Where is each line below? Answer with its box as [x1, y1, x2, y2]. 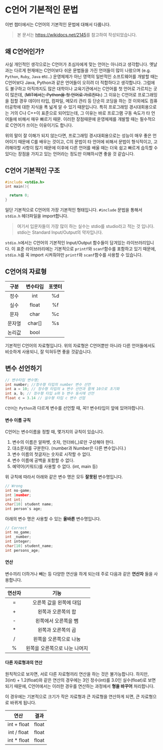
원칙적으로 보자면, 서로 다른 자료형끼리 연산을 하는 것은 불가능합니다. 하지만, [5, 671, 149, 677]
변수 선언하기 [5, 364, 42, 373]
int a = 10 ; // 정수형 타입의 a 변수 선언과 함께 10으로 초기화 [5, 387, 120, 392]
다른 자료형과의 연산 [5, 659, 43, 665]
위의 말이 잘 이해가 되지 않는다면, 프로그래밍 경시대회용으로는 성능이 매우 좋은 [5, 132, 152, 138]
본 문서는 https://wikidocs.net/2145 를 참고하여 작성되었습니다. [17, 32, 137, 37]
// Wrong [5, 484, 23, 488]
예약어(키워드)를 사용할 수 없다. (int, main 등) [12, 464, 98, 469]
